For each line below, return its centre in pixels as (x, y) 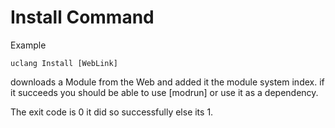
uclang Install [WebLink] (64, 63)
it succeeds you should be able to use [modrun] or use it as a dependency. (164, 92)
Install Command (82, 17)
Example (28, 45)
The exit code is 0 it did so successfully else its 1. (112, 112)
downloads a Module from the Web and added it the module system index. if (167, 82)
